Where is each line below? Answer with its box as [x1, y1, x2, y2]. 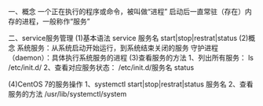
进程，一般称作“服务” [21, 16, 90, 26]
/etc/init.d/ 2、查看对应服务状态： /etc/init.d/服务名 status [8, 63, 195, 72]
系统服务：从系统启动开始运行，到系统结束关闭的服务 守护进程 [16, 43, 218, 53]
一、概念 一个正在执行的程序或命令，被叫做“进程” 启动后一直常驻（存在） [8, 7, 246, 16]
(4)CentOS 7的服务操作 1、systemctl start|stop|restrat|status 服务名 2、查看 [8, 79, 254, 89]
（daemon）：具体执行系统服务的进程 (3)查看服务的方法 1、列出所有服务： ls [8, 53, 254, 62]
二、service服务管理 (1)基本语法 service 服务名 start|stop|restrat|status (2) [8, 34, 249, 42]
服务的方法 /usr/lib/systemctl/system [8, 90, 127, 98]
